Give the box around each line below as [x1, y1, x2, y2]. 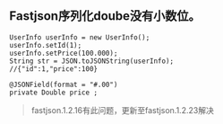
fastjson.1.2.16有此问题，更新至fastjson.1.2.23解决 [30, 104, 215, 115]
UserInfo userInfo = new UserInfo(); [9, 32, 150, 42]
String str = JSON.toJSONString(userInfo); [9, 57, 175, 66]
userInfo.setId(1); [9, 40, 82, 49]
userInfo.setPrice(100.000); [9, 49, 118, 58]
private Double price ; [9, 88, 99, 97]
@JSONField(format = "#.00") [9, 80, 118, 89]
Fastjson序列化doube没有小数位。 [9, 8, 202, 24]
